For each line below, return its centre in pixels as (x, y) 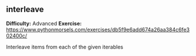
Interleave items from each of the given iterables (65, 47)
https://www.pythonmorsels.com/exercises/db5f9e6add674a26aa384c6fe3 (98, 29)
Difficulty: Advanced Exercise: (44, 23)
